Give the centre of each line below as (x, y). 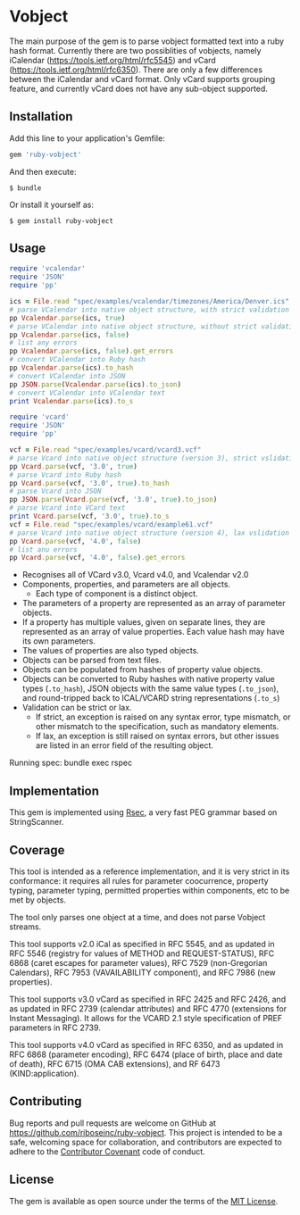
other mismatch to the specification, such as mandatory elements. (157, 727)
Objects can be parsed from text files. (92, 660)
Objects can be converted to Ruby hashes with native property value (148, 679)
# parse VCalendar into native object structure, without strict (133, 326)
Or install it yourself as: (51, 204)
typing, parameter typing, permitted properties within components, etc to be (150, 890)
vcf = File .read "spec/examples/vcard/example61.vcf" (112, 524)
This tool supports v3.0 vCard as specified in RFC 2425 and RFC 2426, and (148, 999)
